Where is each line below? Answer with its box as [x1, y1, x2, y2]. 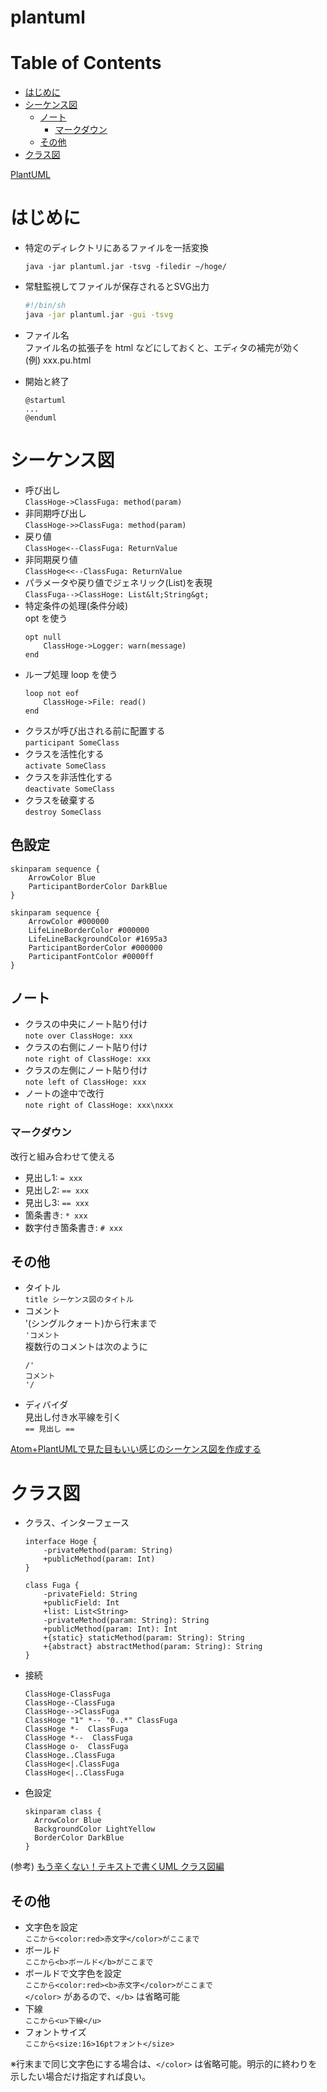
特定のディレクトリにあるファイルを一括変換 [24, 242, 209, 254]
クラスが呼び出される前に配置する [24, 724, 166, 736]
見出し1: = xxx [24, 1171, 83, 1183]
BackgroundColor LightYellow [34, 1824, 156, 1835]
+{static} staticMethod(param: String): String [43, 1633, 245, 1643]
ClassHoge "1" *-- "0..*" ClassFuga [24, 1716, 178, 1726]
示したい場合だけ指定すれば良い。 [10, 2071, 151, 2083]
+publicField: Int [43, 1598, 120, 1608]
